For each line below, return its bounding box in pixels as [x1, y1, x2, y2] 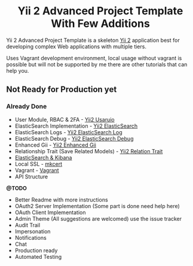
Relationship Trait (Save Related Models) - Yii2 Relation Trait [14, 147, 163, 154]
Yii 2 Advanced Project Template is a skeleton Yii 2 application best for [6, 36, 180, 44]
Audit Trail [14, 221, 41, 228]
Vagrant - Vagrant [14, 166, 59, 174]
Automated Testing [14, 253, 62, 260]
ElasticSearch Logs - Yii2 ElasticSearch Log [14, 128, 122, 135]
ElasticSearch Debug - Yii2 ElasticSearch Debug [14, 135, 134, 142]
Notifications [14, 234, 47, 241]
